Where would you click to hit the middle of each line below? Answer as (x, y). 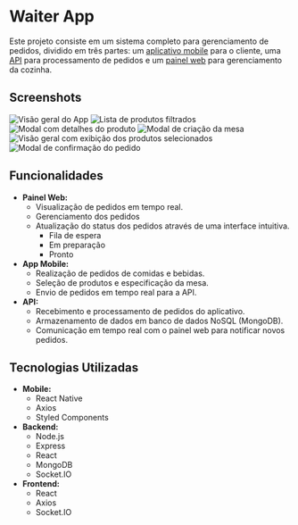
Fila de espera (75, 235)
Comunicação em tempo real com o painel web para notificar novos (160, 330)
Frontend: (41, 484)
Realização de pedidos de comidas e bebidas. (120, 273)
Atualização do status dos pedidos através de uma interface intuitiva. (162, 226)
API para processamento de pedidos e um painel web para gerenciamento (146, 60)
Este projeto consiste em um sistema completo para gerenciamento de (139, 41)
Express (50, 446)
